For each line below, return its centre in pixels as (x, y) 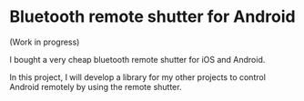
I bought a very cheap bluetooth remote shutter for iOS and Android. (137, 59)
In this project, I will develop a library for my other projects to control (138, 77)
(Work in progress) (45, 42)
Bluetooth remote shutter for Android (152, 17)
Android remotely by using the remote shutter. (96, 86)
